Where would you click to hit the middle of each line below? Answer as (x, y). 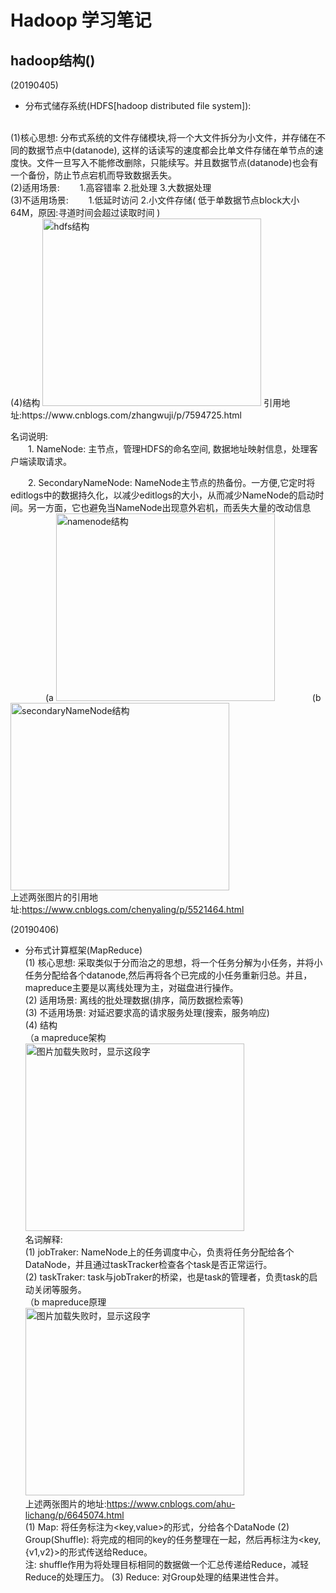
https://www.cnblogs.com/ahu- (171, 1504)
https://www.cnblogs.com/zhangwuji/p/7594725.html (131, 415)
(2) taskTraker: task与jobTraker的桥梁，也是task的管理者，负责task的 (167, 1277)
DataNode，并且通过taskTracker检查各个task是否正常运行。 (148, 1264)
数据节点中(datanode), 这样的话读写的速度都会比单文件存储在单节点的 (171, 150)
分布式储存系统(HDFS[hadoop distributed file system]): (138, 105)
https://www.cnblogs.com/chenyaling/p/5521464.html (133, 909)
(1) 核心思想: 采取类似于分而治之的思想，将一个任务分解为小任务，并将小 (173, 962)
